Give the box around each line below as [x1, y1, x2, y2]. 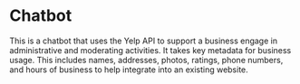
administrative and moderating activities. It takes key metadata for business [9, 44, 292, 55]
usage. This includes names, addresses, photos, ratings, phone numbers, [9, 54, 284, 65]
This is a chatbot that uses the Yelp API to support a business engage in [9, 35, 278, 46]
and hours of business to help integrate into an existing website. [9, 64, 249, 75]
